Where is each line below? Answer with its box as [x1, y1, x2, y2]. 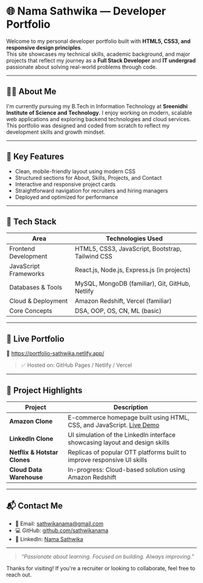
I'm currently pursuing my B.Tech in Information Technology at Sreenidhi [6, 102, 188, 110]
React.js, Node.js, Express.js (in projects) [74, 266, 192, 274]
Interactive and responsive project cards [14, 180, 116, 188]
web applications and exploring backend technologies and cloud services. [6, 115, 192, 122]
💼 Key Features [6, 151, 65, 162]
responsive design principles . [6, 44, 83, 51]
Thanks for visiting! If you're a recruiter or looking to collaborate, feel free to [6, 564, 195, 571]
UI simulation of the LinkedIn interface [68, 431, 176, 439]
